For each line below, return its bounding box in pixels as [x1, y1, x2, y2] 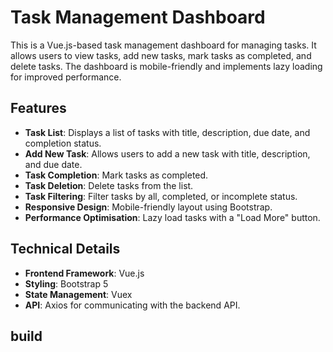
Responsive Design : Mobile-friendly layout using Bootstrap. [24, 201, 273, 213]
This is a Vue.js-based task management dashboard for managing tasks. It [10, 39, 317, 51]
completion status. [24, 137, 102, 149]
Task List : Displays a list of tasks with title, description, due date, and [24, 126, 311, 138]
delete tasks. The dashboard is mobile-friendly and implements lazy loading [10, 60, 323, 72]
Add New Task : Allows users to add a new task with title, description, [24, 147, 311, 160]
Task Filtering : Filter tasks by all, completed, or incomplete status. [24, 190, 298, 202]
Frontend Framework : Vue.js [24, 267, 145, 279]
